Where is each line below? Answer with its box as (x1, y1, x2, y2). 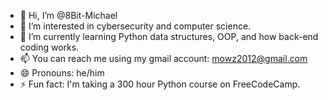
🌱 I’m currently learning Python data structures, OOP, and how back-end (19, 31, 319, 42)
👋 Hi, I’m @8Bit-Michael (19, 10, 118, 21)
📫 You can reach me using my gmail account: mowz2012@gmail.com (19, 53, 308, 64)
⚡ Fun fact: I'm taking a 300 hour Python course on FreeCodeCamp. (19, 78, 301, 90)
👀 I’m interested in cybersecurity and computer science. (19, 20, 252, 32)
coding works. (19, 41, 80, 53)
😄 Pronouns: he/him (19, 67, 105, 79)
